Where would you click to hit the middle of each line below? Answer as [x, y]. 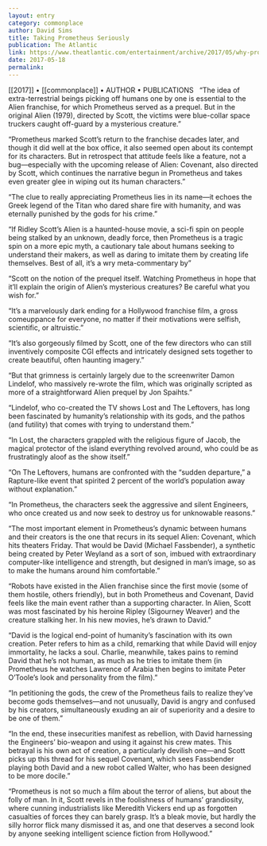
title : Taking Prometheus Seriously [69, 38]
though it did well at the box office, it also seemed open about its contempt [131, 147]
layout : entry [32, 16]
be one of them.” [36, 718]
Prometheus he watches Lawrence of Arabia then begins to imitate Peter [127, 669]
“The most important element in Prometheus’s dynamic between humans [128, 528]
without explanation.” [43, 489]
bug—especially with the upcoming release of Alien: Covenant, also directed [133, 165]
